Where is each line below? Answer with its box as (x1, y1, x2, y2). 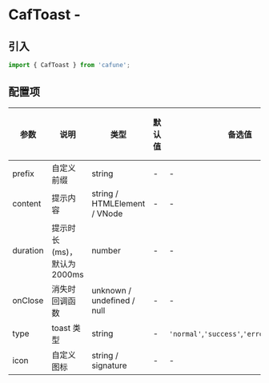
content (12, 197, 42, 209)
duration (12, 245, 44, 256)
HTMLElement (91, 197, 146, 209)
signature (91, 360, 127, 371)
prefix (12, 168, 34, 179)
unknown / (91, 285, 132, 296)
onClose (12, 294, 44, 305)
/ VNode (91, 208, 123, 219)
